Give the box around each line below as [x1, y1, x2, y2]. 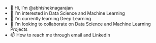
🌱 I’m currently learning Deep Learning [10, 16, 91, 21]
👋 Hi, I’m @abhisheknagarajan [10, 5, 73, 11]
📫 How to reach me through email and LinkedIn [10, 32, 111, 38]
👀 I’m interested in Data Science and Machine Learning [10, 10, 126, 16]
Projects [10, 26, 28, 32]
